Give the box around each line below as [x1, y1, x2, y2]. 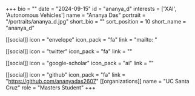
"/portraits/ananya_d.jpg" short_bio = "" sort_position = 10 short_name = [5, 18, 187, 25]
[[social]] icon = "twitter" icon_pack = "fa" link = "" [5, 48, 133, 55]
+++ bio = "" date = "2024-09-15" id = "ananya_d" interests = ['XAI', [5, 5, 177, 12]
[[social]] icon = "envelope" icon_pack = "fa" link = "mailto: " [5, 36, 157, 43]
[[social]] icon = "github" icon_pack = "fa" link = [5, 71, 126, 78]
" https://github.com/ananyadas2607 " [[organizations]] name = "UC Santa [5, 78, 190, 85]
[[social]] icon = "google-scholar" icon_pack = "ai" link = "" [5, 60, 154, 66]
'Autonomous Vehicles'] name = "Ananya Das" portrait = [5, 11, 146, 19]
